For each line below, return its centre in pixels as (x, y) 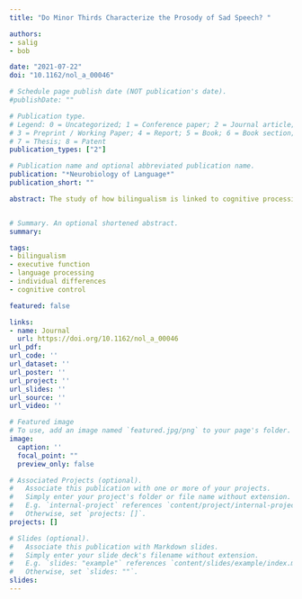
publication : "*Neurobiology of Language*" (92, 175)
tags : (19, 248)
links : (22, 322)
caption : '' (40, 447)
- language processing (52, 273)
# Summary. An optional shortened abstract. (94, 223)
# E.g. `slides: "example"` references (88, 564)
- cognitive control (48, 289)
